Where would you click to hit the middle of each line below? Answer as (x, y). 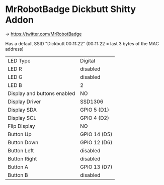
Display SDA (22, 110)
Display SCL (22, 118)
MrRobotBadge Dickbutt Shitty (71, 9)
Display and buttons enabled (42, 93)
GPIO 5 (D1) (95, 110)
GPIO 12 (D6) (96, 142)
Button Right (22, 158)
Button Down (23, 142)
